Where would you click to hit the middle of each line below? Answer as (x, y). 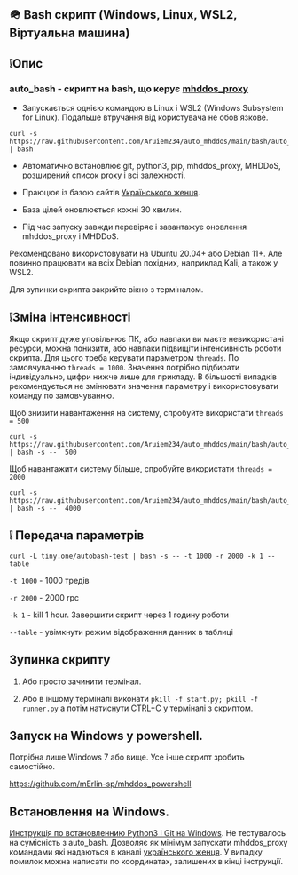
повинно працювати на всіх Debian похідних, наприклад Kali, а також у (144, 263)
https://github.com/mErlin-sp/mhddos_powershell (100, 784)
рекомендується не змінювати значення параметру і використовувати (144, 386)
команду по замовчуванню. (62, 395)
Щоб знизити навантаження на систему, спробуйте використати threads (146, 412)
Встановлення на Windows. (90, 811)
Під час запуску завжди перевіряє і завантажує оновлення (134, 227)
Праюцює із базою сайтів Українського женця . (111, 193)
